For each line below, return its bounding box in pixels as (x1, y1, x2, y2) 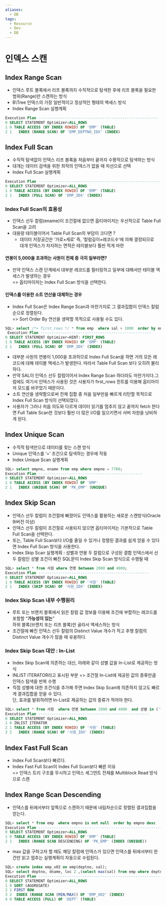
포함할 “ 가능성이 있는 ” (12, 615, 55, 621)
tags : (5, 16, 16, 21)
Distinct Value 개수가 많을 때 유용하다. (12, 634, 86, 640)
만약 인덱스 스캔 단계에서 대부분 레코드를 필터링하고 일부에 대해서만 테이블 (12, 267, 155, 273)
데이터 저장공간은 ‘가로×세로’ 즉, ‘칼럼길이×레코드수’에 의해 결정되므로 (19, 237, 154, 242)
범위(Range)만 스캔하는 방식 (12, 93, 67, 99)
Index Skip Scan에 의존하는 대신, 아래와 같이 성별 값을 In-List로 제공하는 (12, 660, 153, 665)
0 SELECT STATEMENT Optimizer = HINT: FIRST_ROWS (5, 335, 105, 340)
